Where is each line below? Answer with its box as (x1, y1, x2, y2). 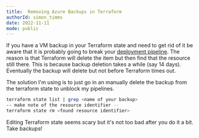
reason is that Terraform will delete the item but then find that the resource (6, 54, 191, 62)
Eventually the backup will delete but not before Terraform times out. (6, 67, 176, 75)
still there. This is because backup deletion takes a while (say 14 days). (6, 61, 182, 68)
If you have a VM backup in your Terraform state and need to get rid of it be (6, 42, 194, 49)
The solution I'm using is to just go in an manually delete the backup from (6, 79, 188, 86)
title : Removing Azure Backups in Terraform (6, 8, 122, 15)
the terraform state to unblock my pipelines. (6, 85, 114, 93)
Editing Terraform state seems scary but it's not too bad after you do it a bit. (6, 118, 194, 125)
